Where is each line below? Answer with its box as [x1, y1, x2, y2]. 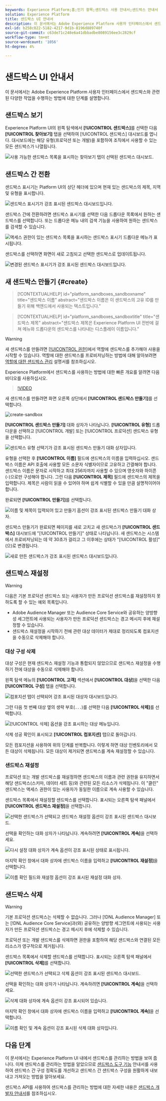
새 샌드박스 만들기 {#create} [5, 277, 88, 286]
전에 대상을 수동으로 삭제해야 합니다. [14, 667, 84, 673]
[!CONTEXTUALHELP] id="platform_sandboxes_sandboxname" [17, 291, 146, 297]
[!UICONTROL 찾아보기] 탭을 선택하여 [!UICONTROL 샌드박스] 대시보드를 [5, 131, 148, 137]
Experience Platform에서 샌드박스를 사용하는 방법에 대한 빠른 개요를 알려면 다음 [5, 369, 160, 375]
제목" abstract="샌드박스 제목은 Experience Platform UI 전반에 [30, 320, 154, 325]
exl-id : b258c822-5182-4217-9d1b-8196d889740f [5, 26, 103, 31]
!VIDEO [17, 385, 32, 391]
